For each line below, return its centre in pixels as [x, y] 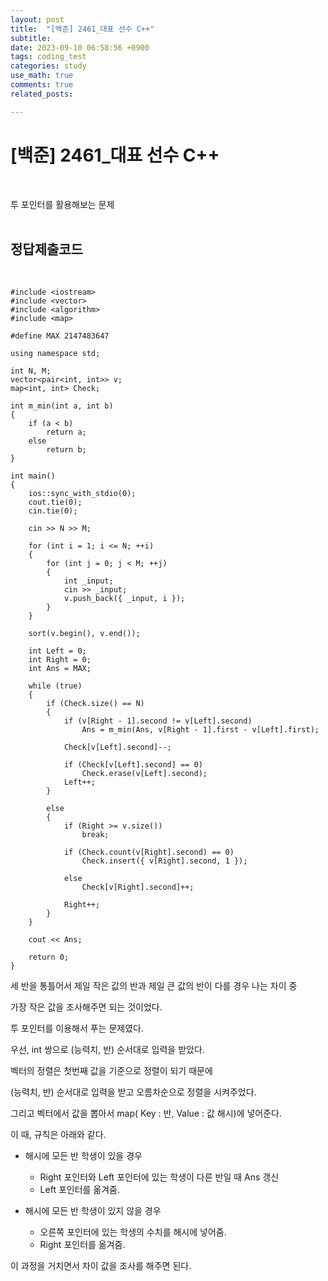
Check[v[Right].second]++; [138, 887]
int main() [33, 476]
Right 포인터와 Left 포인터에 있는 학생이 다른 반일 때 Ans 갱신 [159, 1177]
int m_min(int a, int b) [62, 406]
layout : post [37, 19]
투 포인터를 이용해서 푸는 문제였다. [77, 1028]
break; [95, 835]
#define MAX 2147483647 [60, 336]
